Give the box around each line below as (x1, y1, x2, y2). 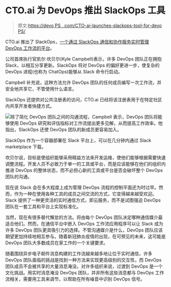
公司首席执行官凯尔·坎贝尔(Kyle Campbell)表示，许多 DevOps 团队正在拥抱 (5, 55, 162, 62)
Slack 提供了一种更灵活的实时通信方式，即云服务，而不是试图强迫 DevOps (5, 197, 161, 203)
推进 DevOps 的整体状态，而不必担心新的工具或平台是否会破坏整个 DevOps (5, 167, 163, 173)
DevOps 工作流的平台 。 (5, 45, 55, 51)
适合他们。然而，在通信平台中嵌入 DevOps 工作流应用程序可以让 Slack (5, 220, 154, 226)
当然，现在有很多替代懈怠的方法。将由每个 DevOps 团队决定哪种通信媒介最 (5, 214, 163, 220)
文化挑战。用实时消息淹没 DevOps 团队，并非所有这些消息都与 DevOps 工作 (5, 269, 164, 275)
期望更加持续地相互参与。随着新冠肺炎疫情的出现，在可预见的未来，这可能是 (5, 233, 166, 239)
